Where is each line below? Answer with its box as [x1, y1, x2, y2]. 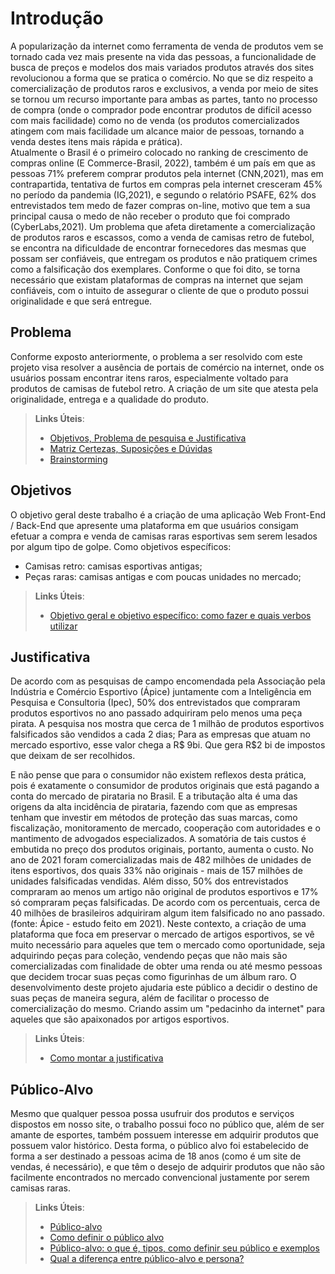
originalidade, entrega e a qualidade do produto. [10, 393, 209, 405]
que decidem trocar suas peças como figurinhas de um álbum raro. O [10, 971, 297, 983]
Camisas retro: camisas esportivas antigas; [24, 560, 203, 572]
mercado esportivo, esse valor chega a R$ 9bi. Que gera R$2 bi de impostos [10, 739, 326, 751]
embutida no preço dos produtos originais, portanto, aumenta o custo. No [10, 843, 314, 856]
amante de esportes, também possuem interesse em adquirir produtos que [10, 1129, 319, 1141]
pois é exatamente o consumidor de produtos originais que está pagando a [10, 780, 320, 792]
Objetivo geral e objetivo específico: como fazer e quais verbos [49, 609, 312, 621]
